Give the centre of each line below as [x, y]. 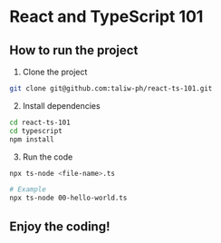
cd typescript [36, 131]
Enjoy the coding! [60, 226]
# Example [28, 190]
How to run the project [74, 50]
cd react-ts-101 [40, 122]
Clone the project [55, 72]
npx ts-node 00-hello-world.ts [68, 198]
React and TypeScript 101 [106, 17]
